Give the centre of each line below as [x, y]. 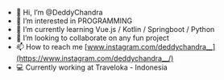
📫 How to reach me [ [52, 47]
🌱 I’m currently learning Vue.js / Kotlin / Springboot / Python [115, 29]
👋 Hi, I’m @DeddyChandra [59, 12]
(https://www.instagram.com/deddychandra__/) [95, 58]
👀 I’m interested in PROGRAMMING [74, 21]
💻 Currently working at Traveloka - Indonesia [91, 67]
